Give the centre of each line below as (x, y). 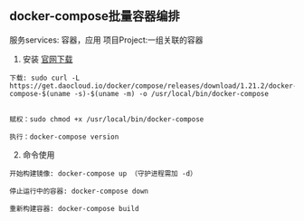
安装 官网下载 (47, 59)
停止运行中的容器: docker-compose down (79, 191)
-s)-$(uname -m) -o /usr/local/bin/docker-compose (171, 93)
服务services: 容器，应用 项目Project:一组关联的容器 (106, 40)
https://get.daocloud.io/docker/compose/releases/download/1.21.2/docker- (153, 86)
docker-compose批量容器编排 (95, 16)
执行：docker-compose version (64, 137)
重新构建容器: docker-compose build (74, 208)
